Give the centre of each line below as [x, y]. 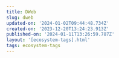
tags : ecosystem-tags [34, 46]
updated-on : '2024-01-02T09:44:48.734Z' [58, 23]
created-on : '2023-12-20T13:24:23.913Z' [58, 29]
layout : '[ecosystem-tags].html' [48, 40]
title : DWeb [21, 12]
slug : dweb [20, 18]
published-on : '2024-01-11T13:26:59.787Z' [60, 34]
